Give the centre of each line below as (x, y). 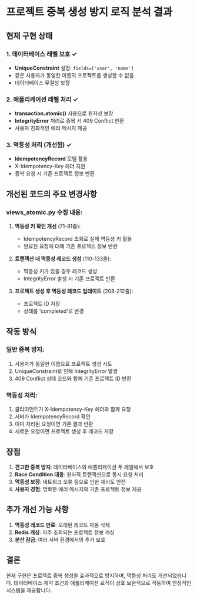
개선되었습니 (172, 575)
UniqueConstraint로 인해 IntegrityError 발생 (66, 371)
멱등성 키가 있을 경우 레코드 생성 (60, 271)
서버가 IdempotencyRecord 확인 (53, 417)
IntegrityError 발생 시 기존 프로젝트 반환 (69, 279)
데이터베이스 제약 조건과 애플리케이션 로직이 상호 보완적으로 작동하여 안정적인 (103, 582)
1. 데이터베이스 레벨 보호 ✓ (42, 54)
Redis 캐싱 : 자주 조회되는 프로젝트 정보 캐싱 (64, 532)
